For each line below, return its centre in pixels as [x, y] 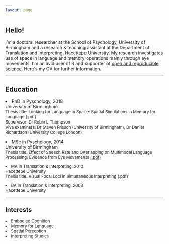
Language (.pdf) [21, 117]
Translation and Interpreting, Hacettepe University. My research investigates [84, 53]
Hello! [15, 30]
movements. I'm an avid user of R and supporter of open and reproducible [82, 64]
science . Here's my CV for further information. [53, 69]
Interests [19, 210]
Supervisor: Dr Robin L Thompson [38, 122]
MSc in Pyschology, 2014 [38, 142]
